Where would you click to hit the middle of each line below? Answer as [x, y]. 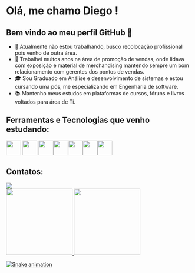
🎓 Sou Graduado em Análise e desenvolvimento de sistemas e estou [99, 78]
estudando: [28, 130]
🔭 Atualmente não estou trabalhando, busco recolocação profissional [98, 46]
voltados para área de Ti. [45, 102]
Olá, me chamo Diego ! [62, 11]
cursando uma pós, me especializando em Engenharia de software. [96, 87]
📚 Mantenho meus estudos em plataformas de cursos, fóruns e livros [99, 93]
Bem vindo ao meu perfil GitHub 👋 [69, 33]
